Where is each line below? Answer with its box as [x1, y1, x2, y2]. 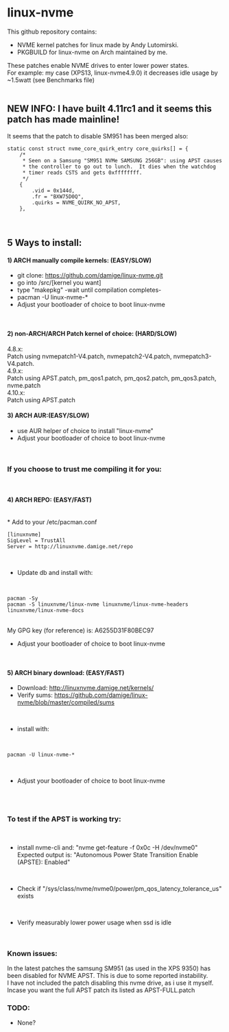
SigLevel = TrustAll [7, 537, 67, 544]
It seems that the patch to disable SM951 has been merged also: [7, 132, 189, 140]
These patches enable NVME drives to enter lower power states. [7, 61, 190, 69]
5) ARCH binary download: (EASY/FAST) [7, 668, 125, 676]
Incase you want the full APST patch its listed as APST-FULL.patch [7, 986, 195, 994]
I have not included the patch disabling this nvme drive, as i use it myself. [7, 979, 214, 987]
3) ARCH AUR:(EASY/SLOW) [7, 411, 90, 419]
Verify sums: [16, 691, 53, 700]
